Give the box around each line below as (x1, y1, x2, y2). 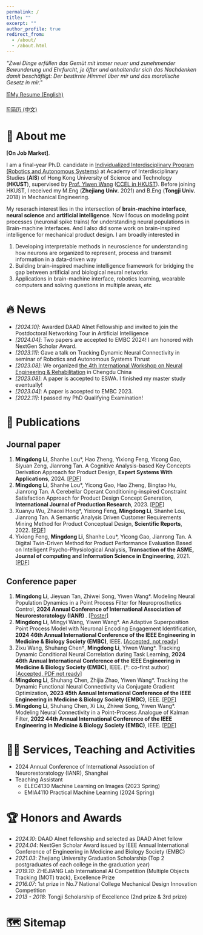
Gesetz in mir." (6, 78, 43, 86)
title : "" (6, 15, 32, 21)
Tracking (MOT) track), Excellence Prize (15, 874, 115, 881)
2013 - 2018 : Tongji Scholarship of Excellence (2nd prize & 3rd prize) (15, 893, 187, 900)
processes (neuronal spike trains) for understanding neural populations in (6, 218, 190, 225)
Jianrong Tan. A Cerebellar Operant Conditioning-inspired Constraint (15, 488, 187, 495)
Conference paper (6, 576, 77, 586)
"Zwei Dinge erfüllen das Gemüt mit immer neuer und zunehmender (6, 59, 176, 67)
